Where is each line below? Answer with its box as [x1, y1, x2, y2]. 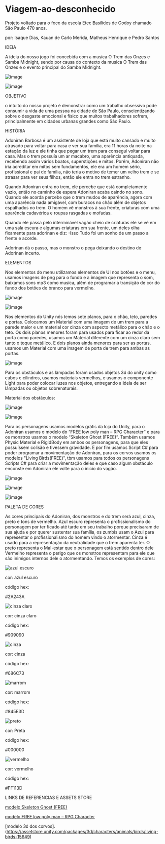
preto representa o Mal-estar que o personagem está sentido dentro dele [5, 545, 154, 551]
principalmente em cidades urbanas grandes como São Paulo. [5, 118, 132, 124]
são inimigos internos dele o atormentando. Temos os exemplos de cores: [5, 555, 155, 561]
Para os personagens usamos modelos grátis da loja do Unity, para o [5, 423, 145, 429]
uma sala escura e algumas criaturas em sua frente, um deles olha [5, 225, 140, 231]
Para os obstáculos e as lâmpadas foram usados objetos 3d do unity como [5, 369, 157, 375]
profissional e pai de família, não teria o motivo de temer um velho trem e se [5, 169, 159, 175]
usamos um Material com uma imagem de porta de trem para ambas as [5, 345, 150, 351]
